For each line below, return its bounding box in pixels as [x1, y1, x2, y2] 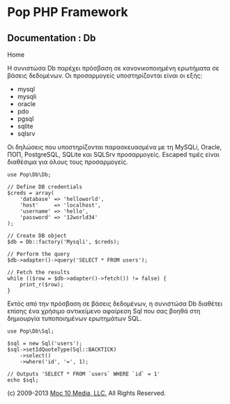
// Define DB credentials [7, 184, 82, 190]
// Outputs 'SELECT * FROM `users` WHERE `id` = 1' [7, 371, 160, 377]
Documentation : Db [7, 32, 96, 44]
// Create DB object [7, 232, 68, 239]
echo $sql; [7, 377, 39, 384]
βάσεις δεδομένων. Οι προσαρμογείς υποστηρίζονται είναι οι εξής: [7, 71, 203, 80]
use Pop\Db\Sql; [7, 328, 54, 335]
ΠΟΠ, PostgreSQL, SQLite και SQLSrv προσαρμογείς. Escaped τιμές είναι [7, 151, 220, 158]
